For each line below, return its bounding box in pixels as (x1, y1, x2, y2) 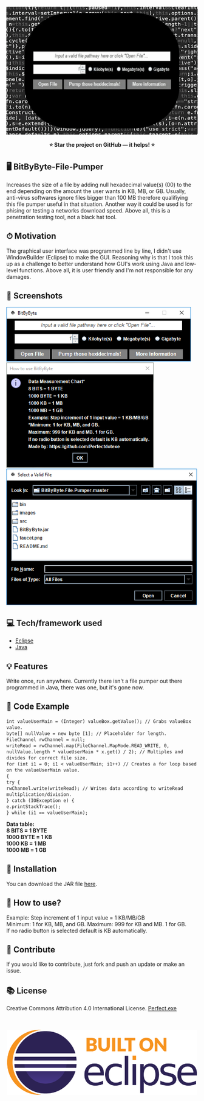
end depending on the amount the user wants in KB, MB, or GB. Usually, (6, 187, 186, 195)
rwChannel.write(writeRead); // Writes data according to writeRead (6, 785, 183, 792)
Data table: (6, 820, 35, 828)
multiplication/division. (6, 791, 72, 798)
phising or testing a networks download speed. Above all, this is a (6, 206, 171, 214)
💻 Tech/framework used (6, 617, 103, 628)
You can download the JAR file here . (6, 880, 98, 887)
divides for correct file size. (6, 755, 88, 761)
